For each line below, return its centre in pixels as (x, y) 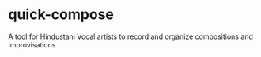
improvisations (32, 44)
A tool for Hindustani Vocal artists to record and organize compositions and (130, 36)
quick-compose (61, 15)
